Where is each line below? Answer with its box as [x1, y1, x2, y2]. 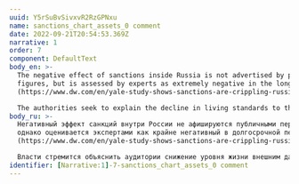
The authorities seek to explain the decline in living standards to [17, 103, 280, 112]
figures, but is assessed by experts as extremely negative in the [17, 79, 273, 88]
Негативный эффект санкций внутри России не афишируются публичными [17, 120, 277, 129]
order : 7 [9, 46, 42, 55]
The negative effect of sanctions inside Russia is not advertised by [17, 71, 285, 80]
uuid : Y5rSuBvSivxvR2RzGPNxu [9, 12, 117, 22]
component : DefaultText [9, 54, 98, 63]
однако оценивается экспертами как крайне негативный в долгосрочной [17, 128, 280, 138]
